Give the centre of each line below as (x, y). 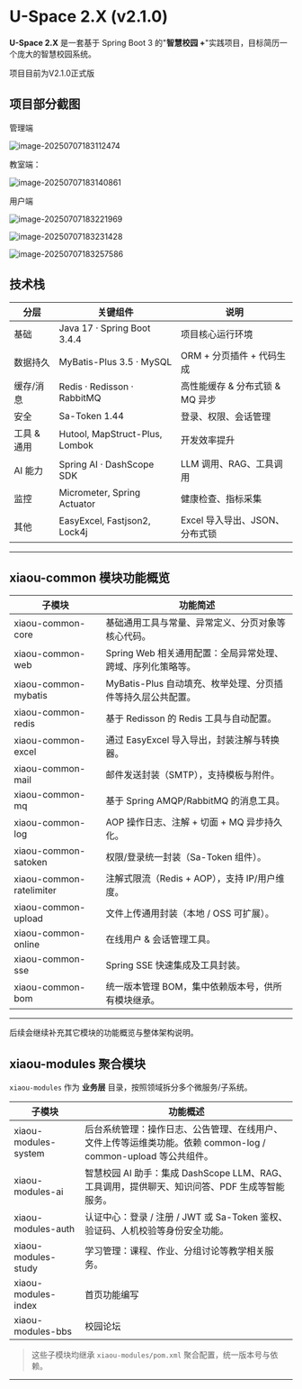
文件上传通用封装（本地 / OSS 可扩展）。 (190, 914)
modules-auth (44, 1229)
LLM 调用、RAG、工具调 (231, 463)
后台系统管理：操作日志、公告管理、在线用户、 (184, 1129)
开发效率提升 (208, 440)
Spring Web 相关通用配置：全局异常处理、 (195, 653)
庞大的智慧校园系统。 (56, 54)
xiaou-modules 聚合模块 (78, 1064)
